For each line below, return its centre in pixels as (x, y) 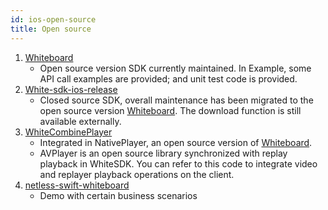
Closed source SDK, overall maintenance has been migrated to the (176, 100)
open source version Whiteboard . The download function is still (170, 110)
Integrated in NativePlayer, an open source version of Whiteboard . (176, 142)
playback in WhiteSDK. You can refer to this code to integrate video (178, 163)
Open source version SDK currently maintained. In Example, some (175, 68)
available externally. (80, 121)
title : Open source (51, 29)
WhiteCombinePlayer (68, 132)
